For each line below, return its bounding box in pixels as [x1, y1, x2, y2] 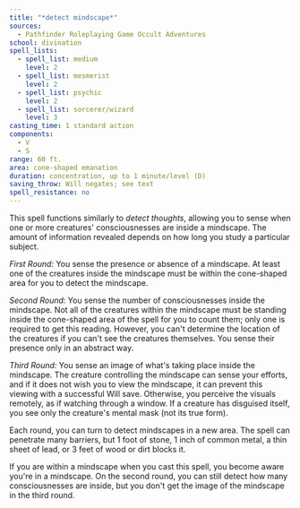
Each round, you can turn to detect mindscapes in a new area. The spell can [9, 425, 291, 435]
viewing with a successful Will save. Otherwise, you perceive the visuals [9, 389, 276, 399]
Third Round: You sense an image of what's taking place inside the [9, 360, 255, 370]
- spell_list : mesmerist [17, 72, 110, 81]
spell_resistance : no [9, 188, 90, 197]
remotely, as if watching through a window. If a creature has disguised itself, [9, 398, 290, 409]
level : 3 [25, 113, 58, 122]
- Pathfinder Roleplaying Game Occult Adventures [17, 30, 206, 39]
